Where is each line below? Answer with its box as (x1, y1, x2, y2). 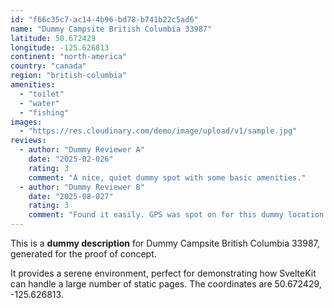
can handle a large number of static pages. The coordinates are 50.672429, (10, 278, 322, 290)
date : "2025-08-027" (28, 191, 114, 201)
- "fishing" (19, 107, 70, 118)
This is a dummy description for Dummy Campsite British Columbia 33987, (10, 237, 320, 249)
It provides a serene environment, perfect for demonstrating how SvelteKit (10, 267, 317, 279)
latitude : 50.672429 (10, 33, 97, 43)
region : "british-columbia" (10, 71, 128, 81)
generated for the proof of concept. (10, 248, 157, 260)
